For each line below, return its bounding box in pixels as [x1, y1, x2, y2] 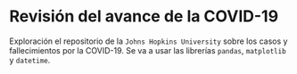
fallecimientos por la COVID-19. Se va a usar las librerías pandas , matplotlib [9, 45, 287, 55]
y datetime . [9, 54, 51, 65]
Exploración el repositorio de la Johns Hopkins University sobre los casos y [9, 36, 288, 46]
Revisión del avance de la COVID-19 [9, 6, 279, 27]
